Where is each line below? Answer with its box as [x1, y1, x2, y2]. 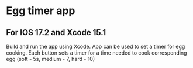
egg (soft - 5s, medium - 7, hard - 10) [6, 56, 95, 62]
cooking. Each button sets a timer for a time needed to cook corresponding [6, 49, 187, 56]
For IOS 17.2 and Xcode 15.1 [6, 28, 106, 38]
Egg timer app [6, 4, 75, 18]
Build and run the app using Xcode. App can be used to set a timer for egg [6, 43, 185, 50]
